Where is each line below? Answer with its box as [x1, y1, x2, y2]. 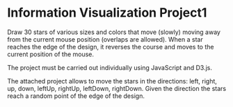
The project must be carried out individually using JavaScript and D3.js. [7, 63, 212, 72]
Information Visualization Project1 [7, 5, 207, 21]
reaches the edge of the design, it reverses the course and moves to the [7, 42, 214, 51]
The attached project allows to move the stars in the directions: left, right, [7, 76, 218, 85]
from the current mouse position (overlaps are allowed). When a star [7, 35, 203, 43]
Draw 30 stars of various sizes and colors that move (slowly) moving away [7, 28, 221, 36]
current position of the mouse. [7, 50, 95, 58]
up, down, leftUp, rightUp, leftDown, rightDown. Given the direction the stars [7, 84, 227, 92]
